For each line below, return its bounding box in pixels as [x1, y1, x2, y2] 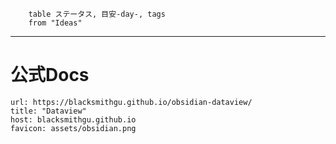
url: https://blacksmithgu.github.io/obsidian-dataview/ [10, 97, 253, 107]
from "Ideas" [28, 18, 83, 28]
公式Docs [10, 64, 90, 87]
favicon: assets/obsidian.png [10, 123, 137, 133]
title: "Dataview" [10, 106, 87, 116]
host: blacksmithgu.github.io [10, 114, 137, 125]
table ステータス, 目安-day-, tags [28, 9, 166, 19]
